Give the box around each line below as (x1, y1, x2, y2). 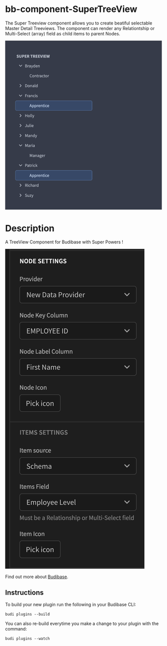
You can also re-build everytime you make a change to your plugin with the (5, 621, 159, 627)
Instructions (5, 588, 44, 597)
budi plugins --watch (5, 636, 50, 642)
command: (5, 626, 27, 632)
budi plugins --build (5, 612, 50, 617)
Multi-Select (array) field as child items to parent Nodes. (5, 30, 120, 36)
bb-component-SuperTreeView (5, 3, 138, 15)
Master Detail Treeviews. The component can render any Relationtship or (5, 25, 155, 31)
